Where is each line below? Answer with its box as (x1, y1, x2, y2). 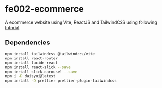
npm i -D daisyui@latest (5, 74, 56, 79)
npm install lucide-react (5, 60, 58, 65)
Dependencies (5, 39, 50, 47)
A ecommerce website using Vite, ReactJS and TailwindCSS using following (5, 19, 157, 25)
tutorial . (5, 24, 20, 30)
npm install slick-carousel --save (5, 69, 78, 74)
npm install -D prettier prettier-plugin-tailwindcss (5, 78, 117, 83)
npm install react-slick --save (5, 65, 71, 70)
